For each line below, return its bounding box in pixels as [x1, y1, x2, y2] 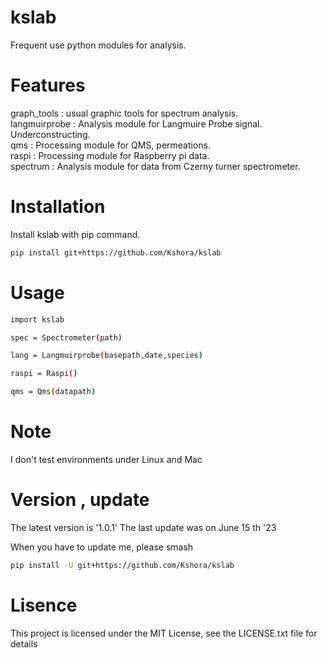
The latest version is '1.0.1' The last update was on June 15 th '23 [10, 521, 277, 533]
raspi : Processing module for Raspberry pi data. [10, 149, 210, 161]
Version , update [10, 489, 150, 511]
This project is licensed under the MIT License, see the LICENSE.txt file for [10, 627, 318, 639]
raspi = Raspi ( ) [10, 369, 78, 379]
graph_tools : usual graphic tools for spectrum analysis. [10, 107, 239, 119]
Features [10, 74, 86, 97]
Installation [10, 196, 106, 218]
